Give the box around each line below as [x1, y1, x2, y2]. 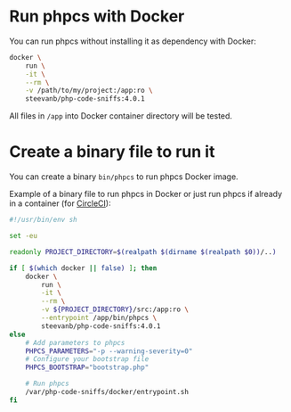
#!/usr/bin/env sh [9, 216, 77, 225]
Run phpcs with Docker [9, 6, 185, 27]
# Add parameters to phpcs [25, 338, 125, 347]
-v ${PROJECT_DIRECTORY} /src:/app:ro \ [41, 305, 190, 314]
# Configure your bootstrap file [25, 355, 150, 364]
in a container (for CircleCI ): [9, 198, 111, 209]
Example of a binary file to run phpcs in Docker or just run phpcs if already [9, 189, 283, 200]
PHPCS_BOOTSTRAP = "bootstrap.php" [25, 363, 150, 372]
